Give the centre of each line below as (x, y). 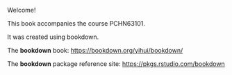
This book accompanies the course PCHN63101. (76, 23)
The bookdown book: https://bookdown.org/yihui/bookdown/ (95, 50)
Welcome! (22, 10)
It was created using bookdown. (53, 37)
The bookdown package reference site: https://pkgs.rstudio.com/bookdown (116, 64)
